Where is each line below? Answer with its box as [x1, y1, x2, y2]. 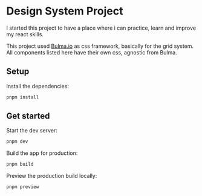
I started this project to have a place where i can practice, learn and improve [6, 24, 197, 31]
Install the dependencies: [6, 82, 70, 90]
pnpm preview [6, 184, 39, 190]
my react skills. [6, 30, 44, 38]
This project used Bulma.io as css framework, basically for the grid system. [6, 42, 194, 50]
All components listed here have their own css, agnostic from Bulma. [6, 48, 177, 56]
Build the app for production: [6, 149, 78, 157]
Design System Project [6, 4, 123, 18]
